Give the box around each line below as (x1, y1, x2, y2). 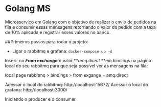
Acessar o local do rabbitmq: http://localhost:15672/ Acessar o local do (5, 81, 148, 88)
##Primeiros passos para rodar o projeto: (5, 38, 88, 44)
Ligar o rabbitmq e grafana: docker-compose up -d (12, 48, 113, 54)
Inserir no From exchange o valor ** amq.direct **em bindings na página (5, 57, 152, 63)
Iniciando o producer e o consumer (5, 96, 76, 102)
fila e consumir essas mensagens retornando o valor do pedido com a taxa (5, 24, 156, 30)
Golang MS (5, 3, 51, 14)
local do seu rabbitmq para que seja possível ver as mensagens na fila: (5, 63, 148, 69)
